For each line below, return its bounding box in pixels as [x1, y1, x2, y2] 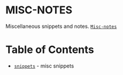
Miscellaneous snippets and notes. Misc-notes [5, 23, 117, 30]
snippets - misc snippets [13, 62, 74, 69]
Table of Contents [5, 43, 94, 56]
